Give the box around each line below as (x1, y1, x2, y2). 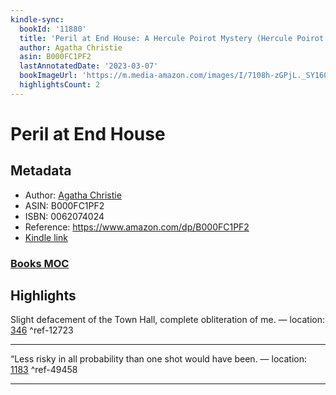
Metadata (10, 162, 72, 180)
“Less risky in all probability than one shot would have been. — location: (10, 353, 308, 365)
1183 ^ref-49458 (10, 364, 78, 376)
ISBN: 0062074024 (24, 210, 105, 222)
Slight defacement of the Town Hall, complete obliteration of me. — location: (10, 314, 326, 326)
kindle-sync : (10, 14, 65, 25)
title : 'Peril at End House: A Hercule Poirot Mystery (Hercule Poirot (19, 33, 325, 43)
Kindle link (24, 231, 68, 243)
